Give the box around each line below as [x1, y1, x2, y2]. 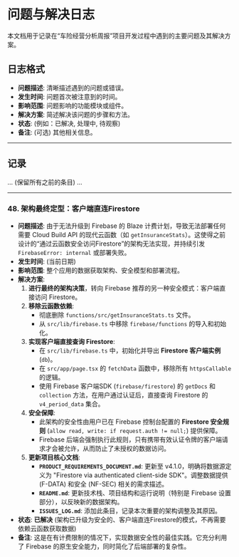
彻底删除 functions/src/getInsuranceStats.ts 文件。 [38, 311, 195, 319]
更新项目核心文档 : [28, 453, 80, 462]
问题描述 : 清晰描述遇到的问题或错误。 [17, 83, 128, 92]
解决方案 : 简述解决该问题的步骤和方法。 [17, 110, 134, 118]
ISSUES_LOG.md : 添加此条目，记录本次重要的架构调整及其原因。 [38, 506, 222, 515]
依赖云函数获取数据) [17, 524, 77, 533]
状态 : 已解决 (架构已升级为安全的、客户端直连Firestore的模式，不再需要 [17, 515, 226, 524]
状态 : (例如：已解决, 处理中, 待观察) [17, 119, 121, 127]
